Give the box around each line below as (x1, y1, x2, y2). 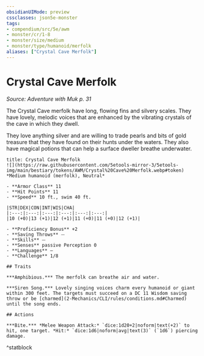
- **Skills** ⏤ (6, 236, 46, 243)
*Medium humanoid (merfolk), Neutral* (6, 172, 105, 179)
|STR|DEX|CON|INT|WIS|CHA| (6, 205, 75, 211)
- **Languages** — (6, 247, 53, 253)
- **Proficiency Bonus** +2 (6, 226, 78, 232)
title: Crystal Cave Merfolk (6, 156, 81, 162)
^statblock (6, 343, 32, 351)
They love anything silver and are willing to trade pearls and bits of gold (6, 132, 186, 139)
